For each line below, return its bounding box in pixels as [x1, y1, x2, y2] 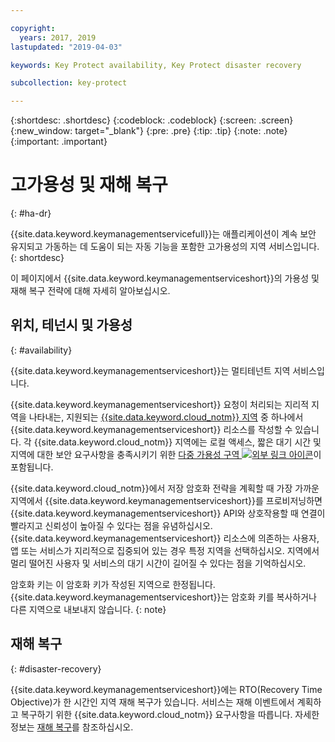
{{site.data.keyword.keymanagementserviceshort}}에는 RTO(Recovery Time [10, 683, 323, 695]
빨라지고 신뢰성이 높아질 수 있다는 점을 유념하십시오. [10, 519, 213, 531]
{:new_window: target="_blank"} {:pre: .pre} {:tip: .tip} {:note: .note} [10, 125, 288, 137]
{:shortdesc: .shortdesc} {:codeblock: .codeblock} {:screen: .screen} [10, 114, 294, 126]
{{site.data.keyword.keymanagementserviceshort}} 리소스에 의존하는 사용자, [10, 532, 320, 544]
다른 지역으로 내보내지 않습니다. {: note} [10, 603, 167, 615]
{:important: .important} [10, 136, 108, 148]
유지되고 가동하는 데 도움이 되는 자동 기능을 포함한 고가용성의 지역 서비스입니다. [10, 241, 320, 253]
